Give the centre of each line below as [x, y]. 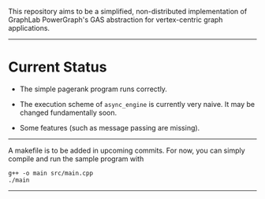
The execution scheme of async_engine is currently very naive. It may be [137, 104]
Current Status [58, 67]
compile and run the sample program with [76, 158]
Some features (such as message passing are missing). [110, 127]
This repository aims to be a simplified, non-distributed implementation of [128, 11]
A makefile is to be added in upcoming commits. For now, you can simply [127, 150]
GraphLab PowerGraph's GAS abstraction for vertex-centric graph [116, 20]
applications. [29, 28]
